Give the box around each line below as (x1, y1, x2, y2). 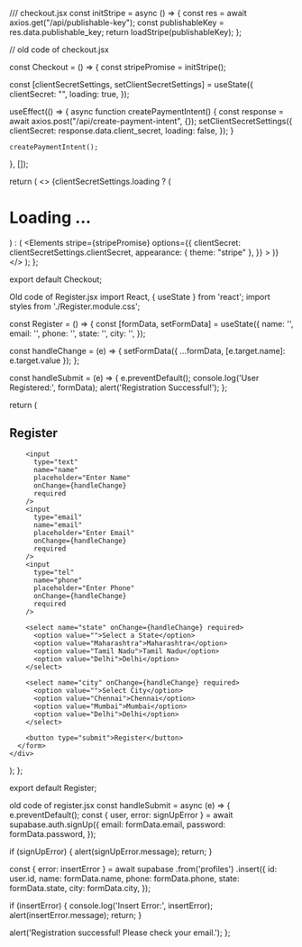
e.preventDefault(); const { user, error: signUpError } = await (9, 809, 233, 820)
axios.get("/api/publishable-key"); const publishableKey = (9, 17, 225, 28)
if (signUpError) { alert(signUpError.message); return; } (9, 846, 213, 857)
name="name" (32, 465, 78, 474)
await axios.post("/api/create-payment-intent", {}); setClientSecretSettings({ (9, 116, 293, 126)
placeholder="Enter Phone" (32, 583, 135, 593)
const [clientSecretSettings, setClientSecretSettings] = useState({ (9, 79, 254, 89)
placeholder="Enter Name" (32, 473, 131, 482)
